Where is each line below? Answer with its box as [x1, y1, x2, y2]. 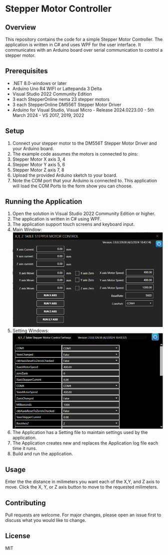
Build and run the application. [12, 451, 73, 457]
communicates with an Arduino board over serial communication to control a [5, 47, 163, 53]
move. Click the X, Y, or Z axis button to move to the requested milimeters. [5, 484, 158, 490]
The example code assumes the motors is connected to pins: [12, 151, 138, 157]
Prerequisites [5, 67, 48, 75]
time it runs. [12, 446, 37, 452]
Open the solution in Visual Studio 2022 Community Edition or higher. [12, 210, 155, 216]
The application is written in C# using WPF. [12, 216, 101, 222]
